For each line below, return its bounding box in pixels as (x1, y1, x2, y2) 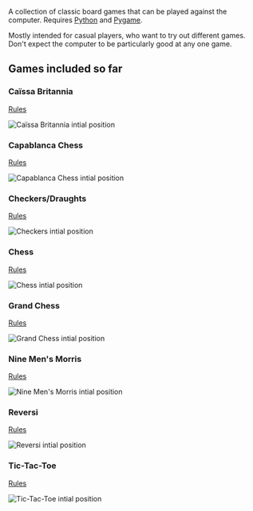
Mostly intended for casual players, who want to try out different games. (8, 31, 246, 40)
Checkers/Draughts (8, 193, 87, 204)
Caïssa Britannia (8, 86, 73, 97)
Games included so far (8, 62, 123, 76)
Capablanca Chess (8, 140, 84, 151)
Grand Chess (8, 300, 60, 311)
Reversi (8, 407, 38, 418)
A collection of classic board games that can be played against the (8, 7, 227, 16)
